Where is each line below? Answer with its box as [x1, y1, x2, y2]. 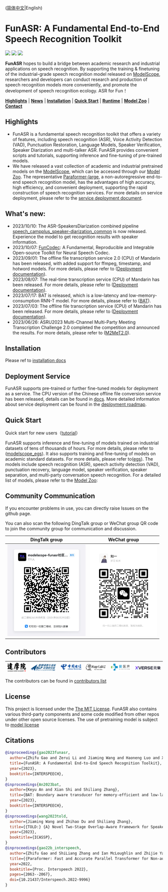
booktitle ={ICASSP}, [9, 835, 52, 840]
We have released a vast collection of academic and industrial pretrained [12, 163, 163, 169]
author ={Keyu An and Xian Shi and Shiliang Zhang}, [9, 787, 120, 793]
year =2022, [9, 861, 32, 866]
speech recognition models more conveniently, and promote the [5, 81, 137, 87]
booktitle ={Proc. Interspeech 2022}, [9, 866, 88, 872]
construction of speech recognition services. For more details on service [12, 189, 162, 195]
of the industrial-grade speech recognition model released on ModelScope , [5, 71, 161, 77]
